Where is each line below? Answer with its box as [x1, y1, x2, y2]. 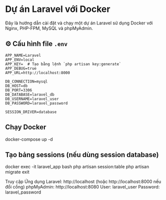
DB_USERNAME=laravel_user [5, 96, 59, 101]
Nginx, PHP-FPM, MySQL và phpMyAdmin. [5, 25, 93, 31]
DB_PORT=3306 [5, 88, 32, 93]
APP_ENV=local [5, 57, 35, 62]
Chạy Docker [5, 123, 46, 131]
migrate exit [5, 169, 30, 175]
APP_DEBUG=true [5, 66, 37, 71]
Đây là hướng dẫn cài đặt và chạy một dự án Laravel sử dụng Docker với [5, 20, 153, 26]
